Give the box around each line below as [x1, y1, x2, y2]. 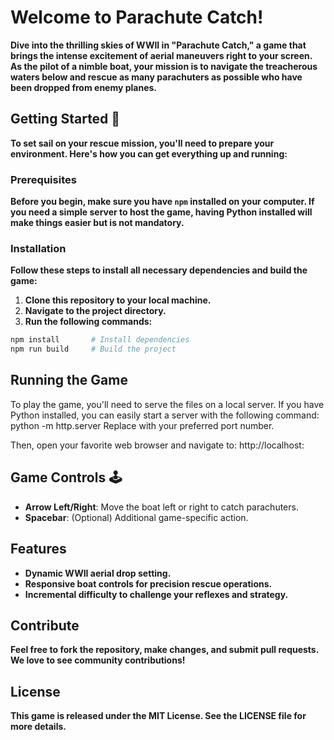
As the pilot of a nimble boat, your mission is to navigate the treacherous [10, 60, 318, 72]
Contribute [10, 617, 80, 634]
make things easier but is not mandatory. [10, 217, 185, 229]
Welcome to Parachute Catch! [10, 6, 264, 29]
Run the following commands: [24, 316, 153, 328]
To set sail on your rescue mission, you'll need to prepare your [10, 137, 275, 149]
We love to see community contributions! [10, 654, 186, 666]
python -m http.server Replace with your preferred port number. [10, 419, 275, 431]
